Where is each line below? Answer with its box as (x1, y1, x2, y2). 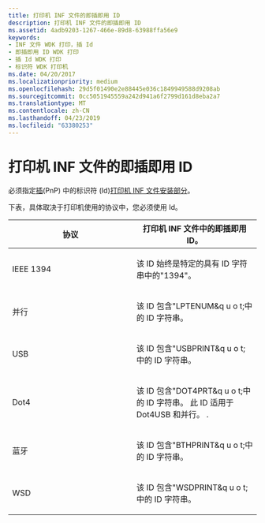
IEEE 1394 (12, 263, 51, 275)
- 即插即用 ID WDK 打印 (8, 48, 79, 56)
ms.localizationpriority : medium (8, 77, 118, 85)
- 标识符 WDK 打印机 (8, 63, 69, 71)
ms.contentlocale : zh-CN (8, 107, 90, 115)
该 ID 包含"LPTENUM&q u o (136, 301, 238, 312)
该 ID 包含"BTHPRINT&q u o (136, 439, 239, 450)
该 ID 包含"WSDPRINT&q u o (136, 482, 241, 493)
